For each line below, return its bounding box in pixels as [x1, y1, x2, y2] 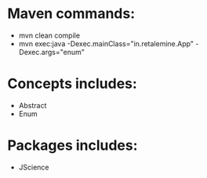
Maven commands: [7, 5, 136, 23]
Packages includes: [7, 136, 138, 154]
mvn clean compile [18, 31, 80, 40]
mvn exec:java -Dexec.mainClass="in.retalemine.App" [18, 38, 194, 48]
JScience [18, 162, 49, 172]
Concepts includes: [7, 75, 138, 93]
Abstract [18, 100, 47, 110]
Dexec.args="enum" [18, 47, 85, 56]
